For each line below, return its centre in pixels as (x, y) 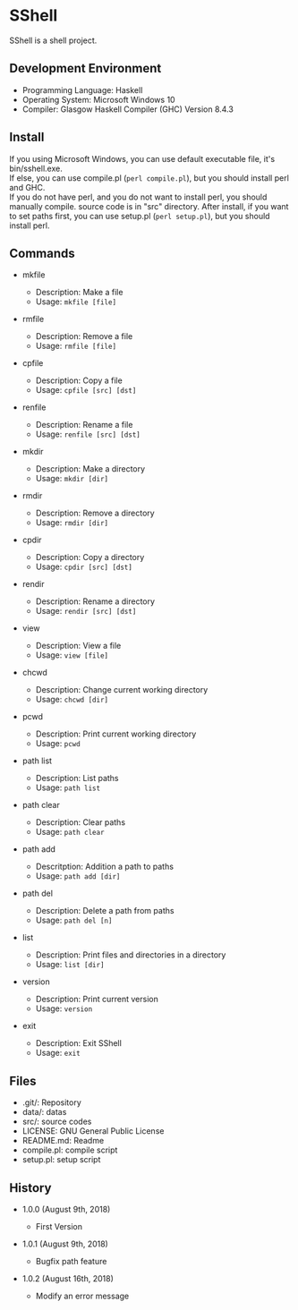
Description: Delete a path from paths (105, 911)
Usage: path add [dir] (78, 876)
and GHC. (27, 187)
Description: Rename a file (84, 425)
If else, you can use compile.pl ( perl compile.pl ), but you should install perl (149, 178)
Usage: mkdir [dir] (72, 479)
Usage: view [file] (72, 655)
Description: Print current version (97, 1000)
